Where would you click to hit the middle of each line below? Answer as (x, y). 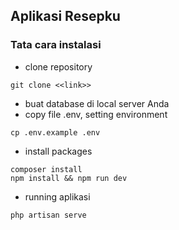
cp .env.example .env (55, 132)
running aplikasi (57, 196)
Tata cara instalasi (56, 45)
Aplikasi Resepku (65, 16)
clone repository (58, 66)
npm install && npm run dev (69, 178)
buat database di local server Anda (97, 103)
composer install (46, 169)
